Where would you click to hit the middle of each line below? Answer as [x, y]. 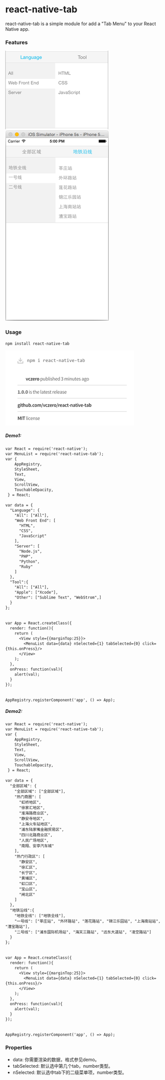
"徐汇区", [28, 868]
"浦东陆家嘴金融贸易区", [41, 830]
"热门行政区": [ [30, 857]
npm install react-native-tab [38, 344]
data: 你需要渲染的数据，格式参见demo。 [56, 1059]
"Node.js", [30, 551]
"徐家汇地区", [32, 808]
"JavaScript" [33, 536]
